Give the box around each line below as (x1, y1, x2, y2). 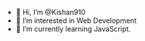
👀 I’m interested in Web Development (15, 16, 137, 25)
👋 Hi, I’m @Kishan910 (15, 8, 86, 17)
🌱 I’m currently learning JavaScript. (15, 24, 132, 33)
